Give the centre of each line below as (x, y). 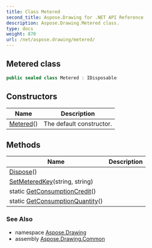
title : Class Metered (33, 12)
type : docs (20, 29)
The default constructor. (78, 124)
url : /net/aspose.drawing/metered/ (51, 40)
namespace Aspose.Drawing (50, 232)
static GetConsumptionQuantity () (56, 201)
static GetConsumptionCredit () (53, 192)
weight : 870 (21, 34)
